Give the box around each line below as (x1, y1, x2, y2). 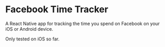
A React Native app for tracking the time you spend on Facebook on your (5, 20, 160, 27)
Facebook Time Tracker (5, 4, 108, 15)
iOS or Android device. (5, 26, 53, 32)
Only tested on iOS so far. (5, 36, 60, 42)
